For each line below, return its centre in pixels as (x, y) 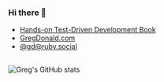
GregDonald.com (47, 38)
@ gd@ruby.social (48, 47)
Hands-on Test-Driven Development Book (88, 30)
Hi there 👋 (28, 13)
